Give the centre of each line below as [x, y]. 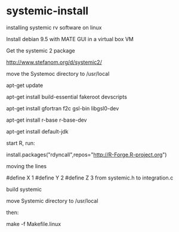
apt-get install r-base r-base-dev [47, 120]
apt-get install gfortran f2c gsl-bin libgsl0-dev [63, 108]
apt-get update [25, 85]
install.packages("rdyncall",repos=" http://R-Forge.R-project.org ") [87, 154]
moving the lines [27, 166]
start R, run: [21, 143]
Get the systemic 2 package [41, 50]
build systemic [24, 189]
